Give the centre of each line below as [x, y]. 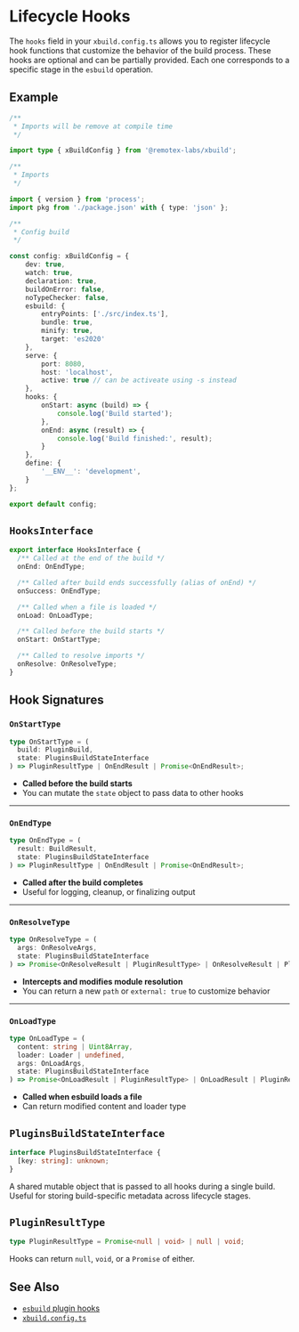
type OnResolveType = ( [53, 940]
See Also [34, 1287]
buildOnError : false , [65, 289]
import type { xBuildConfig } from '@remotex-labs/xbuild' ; [123, 150]
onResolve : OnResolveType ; [67, 664]
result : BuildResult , [57, 849]
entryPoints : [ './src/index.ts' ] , [105, 314]
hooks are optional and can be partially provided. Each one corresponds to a [149, 60]
